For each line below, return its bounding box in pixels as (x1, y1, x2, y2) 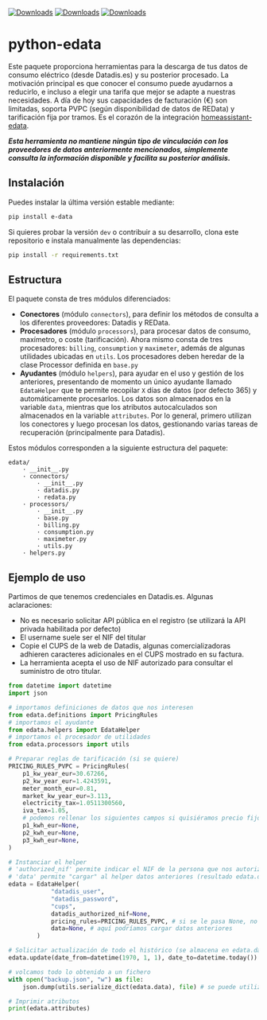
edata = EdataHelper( (8, 880, 80, 889)
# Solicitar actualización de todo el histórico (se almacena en (8, 947, 229, 955)
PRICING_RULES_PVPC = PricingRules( (8, 762, 130, 770)
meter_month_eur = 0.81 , (22, 784, 98, 792)
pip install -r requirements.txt (8, 251, 119, 259)
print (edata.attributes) (8, 1005, 91, 1013)
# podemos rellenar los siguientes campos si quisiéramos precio (22, 814, 244, 823)
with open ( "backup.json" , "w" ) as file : (8, 975, 145, 983)
